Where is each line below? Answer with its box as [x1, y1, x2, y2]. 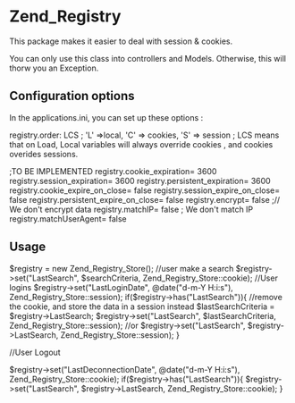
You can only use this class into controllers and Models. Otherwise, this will [9, 53, 286, 63]
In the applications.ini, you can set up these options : [9, 112, 204, 122]
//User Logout [9, 347, 61, 357]
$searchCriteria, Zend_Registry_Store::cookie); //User [80, 273, 279, 283]
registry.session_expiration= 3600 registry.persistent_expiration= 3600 [9, 175, 271, 186]
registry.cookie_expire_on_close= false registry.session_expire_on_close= [9, 185, 281, 196]
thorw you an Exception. [9, 63, 99, 73]
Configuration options [9, 88, 136, 104]
